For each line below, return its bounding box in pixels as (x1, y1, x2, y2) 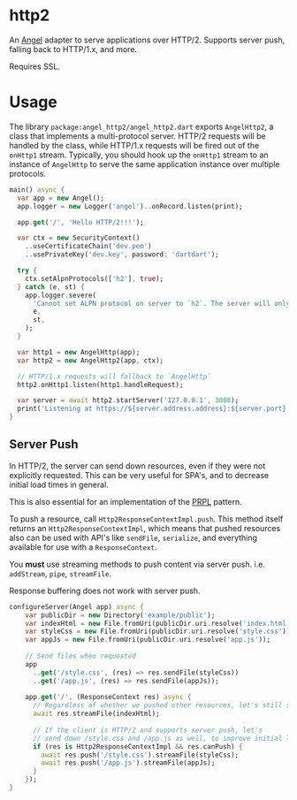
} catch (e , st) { (17, 282, 86, 292)
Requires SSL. (9, 61, 60, 72)
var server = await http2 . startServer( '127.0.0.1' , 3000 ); (17, 396, 240, 405)
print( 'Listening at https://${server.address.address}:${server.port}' (17, 404, 291, 414)
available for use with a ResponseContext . (9, 541, 157, 552)
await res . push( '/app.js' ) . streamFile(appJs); (41, 758, 216, 767)
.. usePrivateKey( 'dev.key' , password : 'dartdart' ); (25, 250, 219, 259)
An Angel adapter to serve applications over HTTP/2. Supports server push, (9, 34, 286, 45)
